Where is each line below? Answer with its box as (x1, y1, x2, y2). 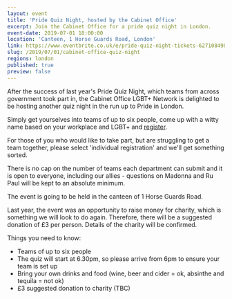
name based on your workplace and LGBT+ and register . (7, 123, 168, 131)
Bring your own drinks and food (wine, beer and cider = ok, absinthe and (17, 269, 224, 278)
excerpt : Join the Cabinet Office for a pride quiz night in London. (7, 23, 212, 30)
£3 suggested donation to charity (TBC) (17, 284, 131, 292)
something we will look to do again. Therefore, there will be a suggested (7, 212, 213, 221)
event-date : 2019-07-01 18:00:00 (7, 29, 104, 37)
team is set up (17, 262, 58, 270)
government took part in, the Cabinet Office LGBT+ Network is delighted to (7, 94, 220, 102)
